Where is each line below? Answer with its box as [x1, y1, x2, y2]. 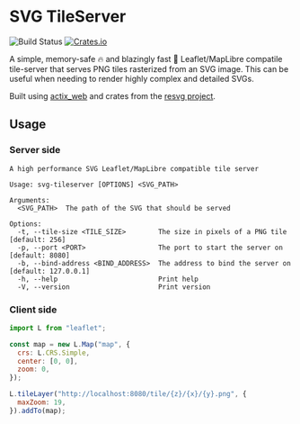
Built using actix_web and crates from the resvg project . [9, 90, 216, 101]
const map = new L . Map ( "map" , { [9, 339, 130, 348]
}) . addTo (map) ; [9, 406, 66, 415]
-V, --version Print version [17, 282, 211, 292]
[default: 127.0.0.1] [9, 266, 91, 275]
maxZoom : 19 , [17, 398, 66, 407]
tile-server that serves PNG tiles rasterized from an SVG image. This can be [9, 63, 289, 74]
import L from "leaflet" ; [9, 323, 106, 332]
